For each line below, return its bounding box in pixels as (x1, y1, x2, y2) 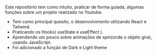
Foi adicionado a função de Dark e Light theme (12, 45, 107, 50)
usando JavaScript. (12, 39, 52, 45)
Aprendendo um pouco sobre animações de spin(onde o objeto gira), (12, 34, 152, 40)
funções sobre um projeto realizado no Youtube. (5, 9, 103, 15)
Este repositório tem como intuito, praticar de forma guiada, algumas (5, 4, 144, 10)
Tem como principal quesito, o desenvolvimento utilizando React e (12, 19, 147, 24)
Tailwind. (12, 24, 31, 30)
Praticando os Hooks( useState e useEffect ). (12, 29, 104, 35)
